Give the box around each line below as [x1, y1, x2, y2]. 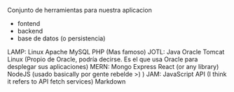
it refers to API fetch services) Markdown [7, 77, 126, 86]
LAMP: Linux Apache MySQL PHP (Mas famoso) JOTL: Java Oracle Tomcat [7, 48, 225, 56]
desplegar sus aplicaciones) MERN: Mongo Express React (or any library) [7, 63, 219, 70]
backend [17, 27, 43, 35]
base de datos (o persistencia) [17, 34, 106, 43]
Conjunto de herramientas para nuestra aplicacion [7, 6, 152, 14]
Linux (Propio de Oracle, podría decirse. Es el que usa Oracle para [7, 55, 198, 63]
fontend [17, 20, 41, 27]
